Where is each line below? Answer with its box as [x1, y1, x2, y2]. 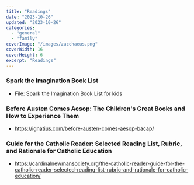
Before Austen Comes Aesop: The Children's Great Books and [6, 104, 185, 113]
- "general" [11, 30, 41, 36]
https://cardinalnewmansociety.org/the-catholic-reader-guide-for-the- [14, 160, 185, 167]
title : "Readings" [6, 8, 51, 15]
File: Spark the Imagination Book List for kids [14, 90, 123, 97]
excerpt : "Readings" [6, 57, 57, 63]
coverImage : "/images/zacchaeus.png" [6, 41, 98, 47]
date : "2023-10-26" [6, 14, 54, 20]
